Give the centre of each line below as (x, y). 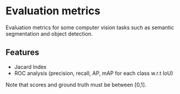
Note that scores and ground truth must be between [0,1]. (76, 84)
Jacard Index (30, 67)
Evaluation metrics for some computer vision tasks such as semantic (90, 27)
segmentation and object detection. (49, 33)
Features (22, 53)
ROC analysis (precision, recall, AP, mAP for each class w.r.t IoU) (94, 73)
